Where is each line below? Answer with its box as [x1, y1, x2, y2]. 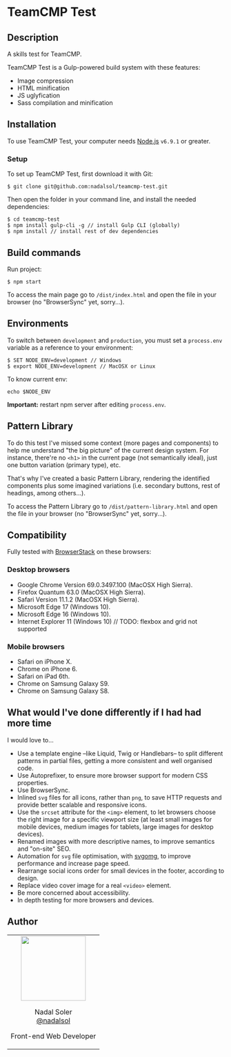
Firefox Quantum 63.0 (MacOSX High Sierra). [17, 588, 146, 596]
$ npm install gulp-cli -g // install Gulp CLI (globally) [7, 222, 181, 229]
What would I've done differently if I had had [7, 707, 202, 718]
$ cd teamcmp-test [7, 216, 60, 223]
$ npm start [7, 278, 41, 285]
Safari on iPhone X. [17, 657, 72, 666]
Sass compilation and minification [17, 99, 113, 107]
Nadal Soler [34, 1007, 72, 1016]
